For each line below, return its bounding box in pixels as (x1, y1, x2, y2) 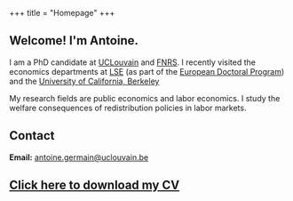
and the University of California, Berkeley (9, 76, 160, 86)
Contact (9, 128, 55, 143)
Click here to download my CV (9, 178, 180, 193)
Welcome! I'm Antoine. (9, 33, 139, 48)
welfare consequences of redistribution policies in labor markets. (9, 102, 247, 113)
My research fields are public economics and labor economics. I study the (9, 92, 281, 103)
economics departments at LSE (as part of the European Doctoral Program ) (9, 66, 285, 76)
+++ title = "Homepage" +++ (9, 8, 115, 18)
